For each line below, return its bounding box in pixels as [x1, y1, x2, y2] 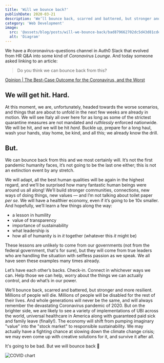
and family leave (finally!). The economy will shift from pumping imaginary [5, 318, 154, 324]
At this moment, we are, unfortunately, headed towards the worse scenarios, [5, 104, 159, 110]
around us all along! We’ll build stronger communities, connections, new [5, 187, 150, 193]
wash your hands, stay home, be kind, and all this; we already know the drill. [5, 130, 159, 135]
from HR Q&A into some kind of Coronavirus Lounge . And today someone [5, 53, 153, 58]
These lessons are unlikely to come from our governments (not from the [5, 242, 150, 248]
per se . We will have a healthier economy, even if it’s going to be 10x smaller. [5, 197, 159, 203]
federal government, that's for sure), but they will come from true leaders [5, 247, 152, 253]
